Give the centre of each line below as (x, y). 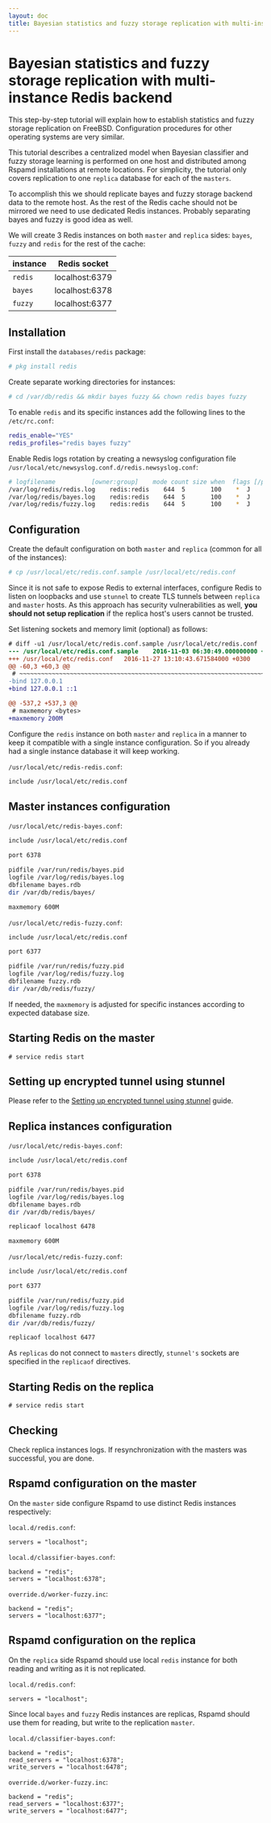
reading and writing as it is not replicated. (77, 1668)
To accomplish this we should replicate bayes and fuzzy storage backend (130, 194)
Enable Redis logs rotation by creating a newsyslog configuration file (122, 458)
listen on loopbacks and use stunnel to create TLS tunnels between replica (134, 596)
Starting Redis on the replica (81, 1387)
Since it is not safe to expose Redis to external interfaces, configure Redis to (135, 587)
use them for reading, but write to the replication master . (102, 1722)
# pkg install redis (43, 367)
